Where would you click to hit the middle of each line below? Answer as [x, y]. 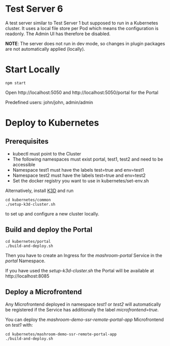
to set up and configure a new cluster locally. [52, 213]
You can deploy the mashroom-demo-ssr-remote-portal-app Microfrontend [84, 319]
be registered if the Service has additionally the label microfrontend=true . [82, 309]
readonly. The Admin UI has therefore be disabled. [58, 34]
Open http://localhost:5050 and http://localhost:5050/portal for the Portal [82, 92]
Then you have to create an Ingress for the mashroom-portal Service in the [84, 255]
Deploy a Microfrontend [44, 292]
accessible [24, 164]
